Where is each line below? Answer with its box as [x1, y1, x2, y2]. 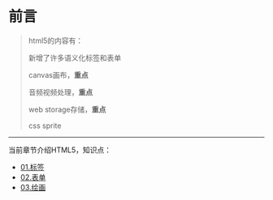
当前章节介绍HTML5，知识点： [8, 145, 112, 155]
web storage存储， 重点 [28, 104, 106, 114]
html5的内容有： [28, 36, 84, 45]
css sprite [28, 121, 62, 130]
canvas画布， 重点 [28, 70, 89, 79]
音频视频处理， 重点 [28, 87, 93, 97]
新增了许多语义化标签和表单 [28, 53, 122, 62]
